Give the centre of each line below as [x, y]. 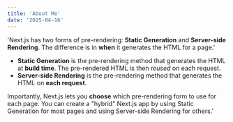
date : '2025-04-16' [36, 20]
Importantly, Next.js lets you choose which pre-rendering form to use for [112, 96]
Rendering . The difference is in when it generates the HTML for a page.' [111, 47]
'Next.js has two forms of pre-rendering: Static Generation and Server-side [117, 40]
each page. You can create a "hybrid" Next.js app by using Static [100, 103]
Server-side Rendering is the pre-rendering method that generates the [120, 75]
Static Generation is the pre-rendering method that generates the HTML [121, 60]
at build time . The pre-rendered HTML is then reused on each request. [119, 68]
